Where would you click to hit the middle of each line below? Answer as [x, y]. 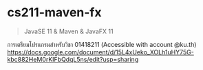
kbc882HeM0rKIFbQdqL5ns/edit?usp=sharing [73, 59]
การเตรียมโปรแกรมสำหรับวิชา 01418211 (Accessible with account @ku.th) [102, 44]
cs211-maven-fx [54, 13]
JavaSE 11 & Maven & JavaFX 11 [68, 31]
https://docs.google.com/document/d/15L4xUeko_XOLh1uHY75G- [100, 52]
